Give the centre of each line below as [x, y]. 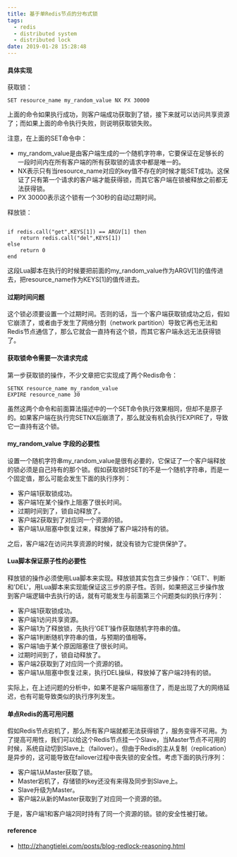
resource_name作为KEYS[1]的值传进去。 [85, 280]
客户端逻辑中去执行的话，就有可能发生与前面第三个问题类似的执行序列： [118, 596]
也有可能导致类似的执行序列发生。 [69, 697]
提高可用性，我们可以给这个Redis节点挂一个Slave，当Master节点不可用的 [120, 740]
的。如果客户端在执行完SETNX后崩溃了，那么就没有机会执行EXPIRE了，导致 [118, 417]
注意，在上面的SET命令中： [47, 138]
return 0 [33, 251]
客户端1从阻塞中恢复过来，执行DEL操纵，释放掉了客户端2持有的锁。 [116, 673]
